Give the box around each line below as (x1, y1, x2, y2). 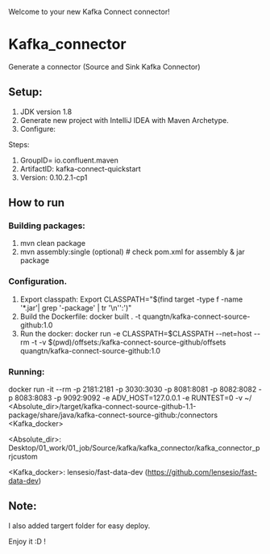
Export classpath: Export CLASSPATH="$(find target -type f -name (19, 294, 243, 304)
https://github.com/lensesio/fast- (147, 467, 258, 477)
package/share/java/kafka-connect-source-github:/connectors (8, 410, 218, 420)
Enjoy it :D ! (8, 536, 47, 546)
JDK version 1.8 (19, 107, 73, 116)
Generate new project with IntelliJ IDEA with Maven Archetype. (19, 115, 229, 125)
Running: (8, 366, 45, 377)
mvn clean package (19, 239, 86, 248)
